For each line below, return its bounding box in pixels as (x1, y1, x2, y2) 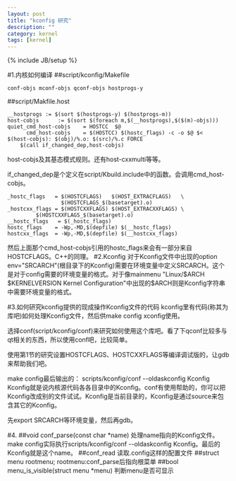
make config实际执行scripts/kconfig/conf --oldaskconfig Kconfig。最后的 (7, 440, 221, 448)
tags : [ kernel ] (7, 37, 52, 44)
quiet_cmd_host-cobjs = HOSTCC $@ (7, 123, 121, 131)
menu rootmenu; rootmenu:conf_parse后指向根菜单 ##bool (7, 458, 179, 466)
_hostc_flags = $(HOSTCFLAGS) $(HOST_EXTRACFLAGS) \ (7, 193, 185, 200)
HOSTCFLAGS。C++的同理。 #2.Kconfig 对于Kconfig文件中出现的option (7, 253, 218, 261)
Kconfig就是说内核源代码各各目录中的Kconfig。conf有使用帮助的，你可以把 (7, 383, 226, 392)
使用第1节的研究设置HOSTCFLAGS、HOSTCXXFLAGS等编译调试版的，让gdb (7, 351, 230, 359)
